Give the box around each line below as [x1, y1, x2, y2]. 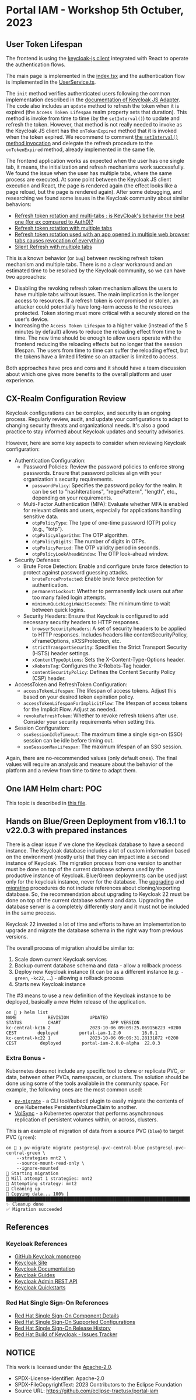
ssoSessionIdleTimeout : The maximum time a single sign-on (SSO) [23, 730, 183, 738]
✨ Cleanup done [6, 1201, 44, 1207]
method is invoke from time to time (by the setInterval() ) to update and [6, 115, 180, 122]
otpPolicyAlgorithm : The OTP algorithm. [32, 531, 129, 539]
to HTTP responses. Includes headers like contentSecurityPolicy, [32, 631, 188, 638]
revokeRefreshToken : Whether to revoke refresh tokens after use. [23, 712, 178, 719]
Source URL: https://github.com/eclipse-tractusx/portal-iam [14, 1387, 159, 1394]
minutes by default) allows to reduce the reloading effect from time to [14, 328, 182, 335]
